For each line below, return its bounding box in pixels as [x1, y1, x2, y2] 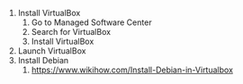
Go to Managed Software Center [31, 17, 152, 28]
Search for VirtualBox [31, 27, 111, 37]
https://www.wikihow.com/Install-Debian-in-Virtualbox [31, 64, 234, 75]
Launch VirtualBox [17, 46, 86, 56]
